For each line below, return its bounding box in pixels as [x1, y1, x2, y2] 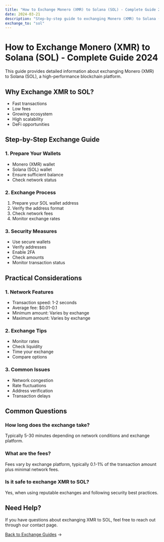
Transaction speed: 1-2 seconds [12, 299, 77, 305]
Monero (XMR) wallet [12, 161, 55, 167]
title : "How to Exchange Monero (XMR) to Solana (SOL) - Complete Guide [5, 7, 156, 12]
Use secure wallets [12, 239, 51, 245]
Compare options [12, 354, 47, 360]
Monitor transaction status [12, 260, 65, 266]
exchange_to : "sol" [5, 21, 45, 26]
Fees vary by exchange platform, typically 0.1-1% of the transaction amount [5, 461, 157, 467]
